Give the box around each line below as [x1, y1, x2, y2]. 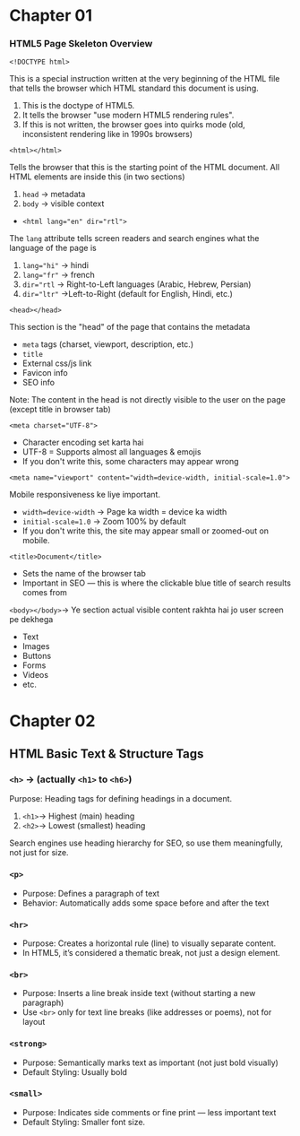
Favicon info [21, 368, 69, 378]
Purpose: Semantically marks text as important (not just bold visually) [21, 1057, 279, 1068]
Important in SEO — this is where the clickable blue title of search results [21, 577, 291, 588]
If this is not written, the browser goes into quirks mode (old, [21, 119, 246, 130]
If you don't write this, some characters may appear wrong [21, 456, 239, 467]
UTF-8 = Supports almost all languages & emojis [21, 447, 201, 457]
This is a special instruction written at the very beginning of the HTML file [9, 74, 280, 84]
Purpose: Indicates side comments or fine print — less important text [21, 1106, 277, 1117]
